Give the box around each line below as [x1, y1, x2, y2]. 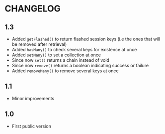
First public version [11, 123, 52, 129]
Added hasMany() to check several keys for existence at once [11, 47, 137, 52]
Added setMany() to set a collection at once [11, 52, 101, 58]
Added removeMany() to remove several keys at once [11, 68, 119, 74]
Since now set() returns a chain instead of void [11, 57, 110, 63]
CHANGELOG [4, 3, 61, 14]
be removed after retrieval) [11, 41, 67, 47]
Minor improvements [11, 95, 55, 101]
